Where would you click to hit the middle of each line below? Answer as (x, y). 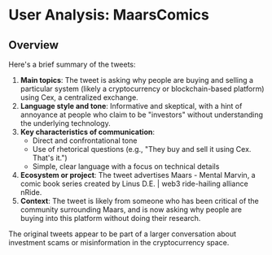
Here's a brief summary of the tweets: (72, 64)
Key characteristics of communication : (87, 132)
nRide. (31, 192)
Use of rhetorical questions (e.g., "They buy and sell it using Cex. (142, 149)
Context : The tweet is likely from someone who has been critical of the (139, 201)
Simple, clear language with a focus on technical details (126, 166)
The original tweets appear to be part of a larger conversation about (123, 234)
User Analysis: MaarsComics (109, 15)
